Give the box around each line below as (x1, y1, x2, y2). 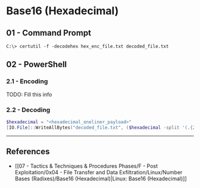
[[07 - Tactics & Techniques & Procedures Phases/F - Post (14, 162, 158, 170)
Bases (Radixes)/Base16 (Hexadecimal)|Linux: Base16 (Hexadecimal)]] (14, 175, 187, 182)
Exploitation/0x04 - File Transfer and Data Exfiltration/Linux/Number (14, 168, 183, 176)
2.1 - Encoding (6, 77, 48, 85)
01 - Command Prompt (6, 28, 91, 38)
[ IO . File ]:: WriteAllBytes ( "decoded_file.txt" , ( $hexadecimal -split (6, 125, 180, 130)
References (6, 146, 50, 157)
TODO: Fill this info (6, 91, 52, 98)
